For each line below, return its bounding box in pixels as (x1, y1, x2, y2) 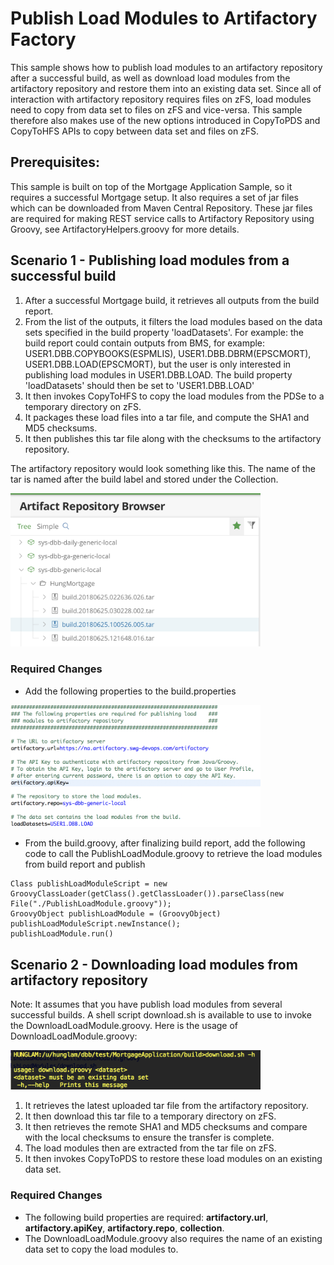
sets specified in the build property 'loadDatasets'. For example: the (24, 326, 304, 338)
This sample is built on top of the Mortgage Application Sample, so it (10, 180, 293, 192)
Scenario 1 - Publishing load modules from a (10, 252, 290, 269)
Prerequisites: (10, 154, 100, 171)
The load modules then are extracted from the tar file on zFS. (24, 1142, 277, 1154)
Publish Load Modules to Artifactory (10, 7, 318, 30)
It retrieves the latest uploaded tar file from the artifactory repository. (24, 1100, 309, 1112)
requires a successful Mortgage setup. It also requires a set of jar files (10, 191, 300, 203)
